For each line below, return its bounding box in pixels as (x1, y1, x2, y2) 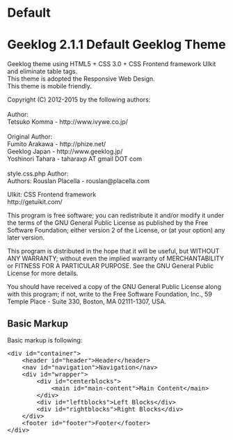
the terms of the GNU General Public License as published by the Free (7, 219, 209, 227)
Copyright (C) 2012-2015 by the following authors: (7, 95, 151, 104)
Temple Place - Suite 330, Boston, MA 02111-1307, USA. (7, 297, 167, 306)
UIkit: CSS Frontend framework (7, 190, 97, 199)
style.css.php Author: (7, 169, 69, 178)
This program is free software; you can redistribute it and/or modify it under (7, 211, 225, 220)
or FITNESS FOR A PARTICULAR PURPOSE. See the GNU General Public (7, 262, 214, 270)
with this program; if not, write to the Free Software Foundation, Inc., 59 (7, 290, 212, 299)
